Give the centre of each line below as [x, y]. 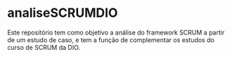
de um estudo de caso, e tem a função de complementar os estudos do [111, 39]
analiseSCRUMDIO [63, 13]
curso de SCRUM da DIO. [44, 47]
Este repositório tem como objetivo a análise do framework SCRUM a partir [116, 32]
